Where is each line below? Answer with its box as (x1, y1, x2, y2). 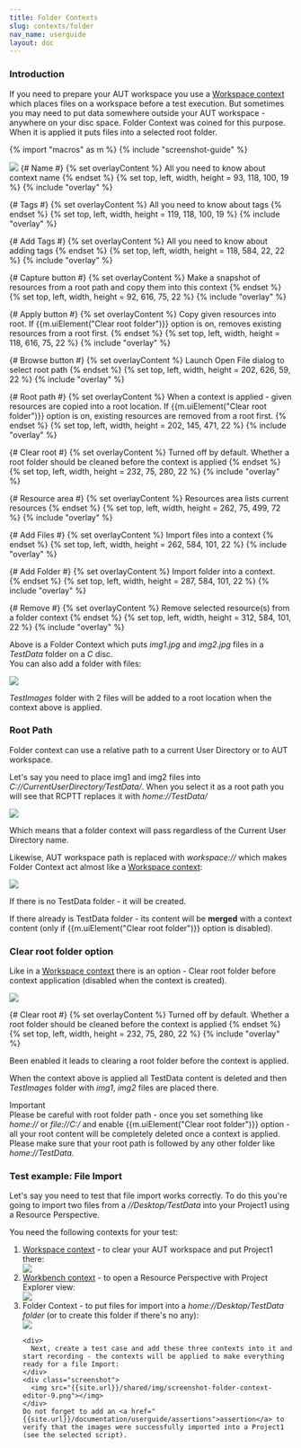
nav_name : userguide (9, 30, 87, 39)
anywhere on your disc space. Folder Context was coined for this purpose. (9, 117, 286, 128)
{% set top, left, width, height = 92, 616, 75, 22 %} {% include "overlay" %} (9, 291, 288, 302)
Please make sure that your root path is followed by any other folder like (9, 1138, 276, 1149)
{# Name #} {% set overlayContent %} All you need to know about (20, 163, 266, 173)
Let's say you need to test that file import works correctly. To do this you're (9, 1190, 288, 1201)
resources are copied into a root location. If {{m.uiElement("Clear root (9, 401, 267, 412)
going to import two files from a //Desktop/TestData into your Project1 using (9, 1200, 290, 1211)
